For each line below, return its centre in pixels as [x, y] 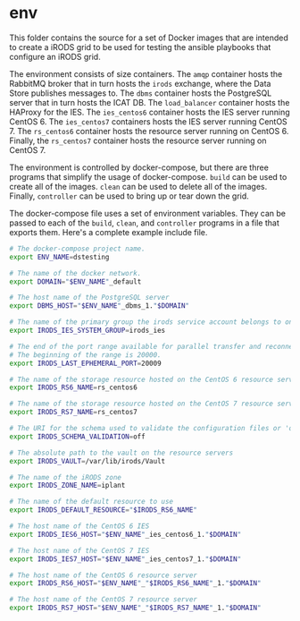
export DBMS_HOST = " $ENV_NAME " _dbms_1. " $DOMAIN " [100, 306]
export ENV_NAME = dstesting [59, 257]
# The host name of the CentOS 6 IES [79, 526]
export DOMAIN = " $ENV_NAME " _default [75, 281]
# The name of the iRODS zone [66, 477]
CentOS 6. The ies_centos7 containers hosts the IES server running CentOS [148, 121]
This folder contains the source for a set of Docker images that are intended [149, 38]
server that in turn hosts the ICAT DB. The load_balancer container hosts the [150, 102]
